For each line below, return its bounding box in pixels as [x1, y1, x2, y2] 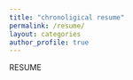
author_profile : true [9, 37, 90, 47]
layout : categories [9, 29, 82, 38]
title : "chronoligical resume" [9, 12, 125, 22]
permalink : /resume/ [9, 21, 86, 30]
